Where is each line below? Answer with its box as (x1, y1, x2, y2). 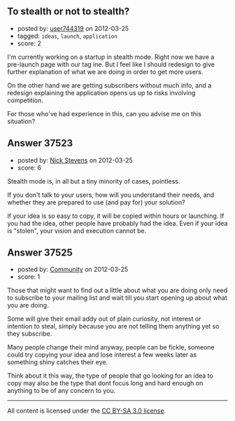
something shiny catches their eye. (7, 358, 108, 366)
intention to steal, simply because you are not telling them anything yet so (7, 322, 220, 331)
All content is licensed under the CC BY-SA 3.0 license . (7, 406, 166, 415)
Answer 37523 (7, 137, 73, 149)
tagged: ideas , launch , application (17, 32, 117, 40)
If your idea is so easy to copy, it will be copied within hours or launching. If (7, 212, 225, 220)
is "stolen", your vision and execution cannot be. (7, 226, 147, 235)
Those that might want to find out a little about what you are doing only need (7, 287, 228, 295)
